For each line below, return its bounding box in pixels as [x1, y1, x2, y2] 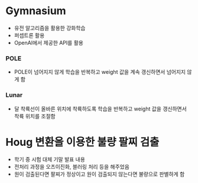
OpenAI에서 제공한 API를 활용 [14, 39, 84, 46]
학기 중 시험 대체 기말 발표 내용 [14, 156, 85, 163]
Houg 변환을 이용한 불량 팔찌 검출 [5, 135, 160, 149]
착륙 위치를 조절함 [14, 112, 56, 119]
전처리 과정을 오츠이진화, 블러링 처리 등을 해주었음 [14, 164, 129, 171]
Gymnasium [5, 4, 66, 18]
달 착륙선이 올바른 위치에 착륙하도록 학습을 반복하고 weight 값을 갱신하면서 [14, 105, 187, 112]
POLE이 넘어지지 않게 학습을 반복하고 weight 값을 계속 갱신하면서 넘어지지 [14, 68, 186, 76]
